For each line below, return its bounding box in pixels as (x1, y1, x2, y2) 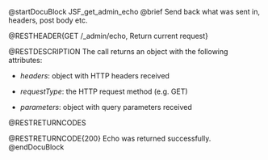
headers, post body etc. (8, 15, 88, 25)
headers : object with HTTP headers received (19, 71, 170, 80)
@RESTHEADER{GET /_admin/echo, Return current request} (8, 32, 208, 40)
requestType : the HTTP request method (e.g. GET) (19, 86, 188, 96)
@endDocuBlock (8, 142, 65, 152)
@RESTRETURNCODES (8, 118, 86, 128)
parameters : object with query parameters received (19, 103, 192, 112)
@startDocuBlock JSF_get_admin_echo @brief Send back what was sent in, (8, 7, 261, 16)
